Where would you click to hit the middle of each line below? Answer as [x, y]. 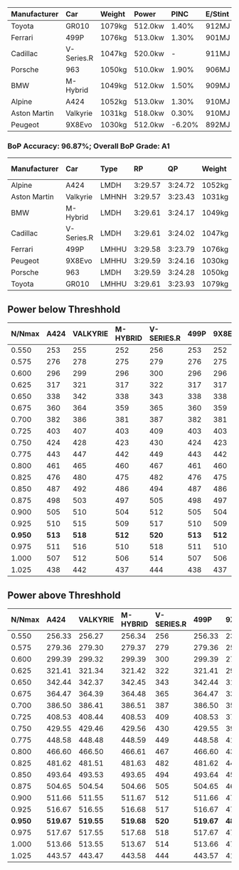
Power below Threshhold [64, 309]
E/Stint [217, 14]
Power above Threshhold [64, 595]
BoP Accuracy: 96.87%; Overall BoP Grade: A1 [89, 146]
